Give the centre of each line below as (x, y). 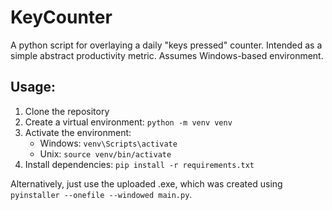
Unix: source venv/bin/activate (105, 153)
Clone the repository (67, 111)
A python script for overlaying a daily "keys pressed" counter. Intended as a (166, 45)
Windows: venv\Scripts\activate (108, 143)
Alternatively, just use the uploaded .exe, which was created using (146, 183)
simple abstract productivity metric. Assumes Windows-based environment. (167, 55)
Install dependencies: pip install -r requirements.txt (139, 164)
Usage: (33, 87)
